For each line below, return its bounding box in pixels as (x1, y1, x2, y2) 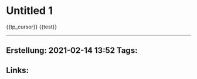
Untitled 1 (6, 4, 53, 17)
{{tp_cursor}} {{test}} (6, 23, 57, 30)
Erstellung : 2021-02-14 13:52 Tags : (6, 45, 138, 56)
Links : (6, 65, 29, 75)
